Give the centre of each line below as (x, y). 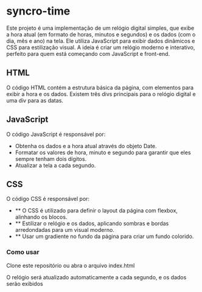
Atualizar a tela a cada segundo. (55, 165)
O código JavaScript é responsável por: (56, 134)
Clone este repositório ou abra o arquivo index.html (71, 265)
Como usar (23, 252)
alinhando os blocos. (41, 217)
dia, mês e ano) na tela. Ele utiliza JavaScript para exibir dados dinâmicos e (101, 41)
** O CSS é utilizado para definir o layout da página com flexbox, (96, 211)
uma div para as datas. (35, 100)
